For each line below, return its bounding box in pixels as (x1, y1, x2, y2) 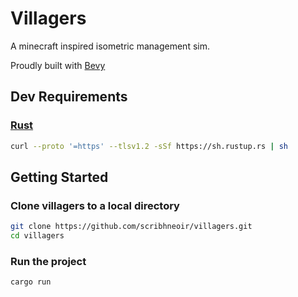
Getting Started (10, 168, 109, 186)
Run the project (10, 254, 87, 268)
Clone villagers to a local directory (10, 198, 180, 212)
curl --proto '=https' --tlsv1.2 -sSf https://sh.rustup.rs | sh (10, 141, 288, 151)
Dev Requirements (10, 88, 128, 106)
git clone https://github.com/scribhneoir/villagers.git (10, 222, 253, 232)
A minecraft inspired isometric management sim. (10, 40, 210, 52)
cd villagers (10, 231, 65, 241)
